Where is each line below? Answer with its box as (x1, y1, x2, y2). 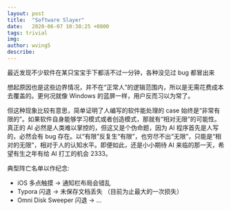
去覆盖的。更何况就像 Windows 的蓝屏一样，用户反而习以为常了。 (7, 91, 194, 100)
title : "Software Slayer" (7, 17, 85, 23)
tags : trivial (7, 29, 48, 37)
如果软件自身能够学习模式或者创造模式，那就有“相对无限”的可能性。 (28, 114, 221, 123)
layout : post (7, 10, 45, 17)
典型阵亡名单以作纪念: (7, 163, 70, 172)
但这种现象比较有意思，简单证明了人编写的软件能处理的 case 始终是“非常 (7, 106, 214, 114)
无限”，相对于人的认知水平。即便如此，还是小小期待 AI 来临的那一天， (19, 141, 219, 149)
